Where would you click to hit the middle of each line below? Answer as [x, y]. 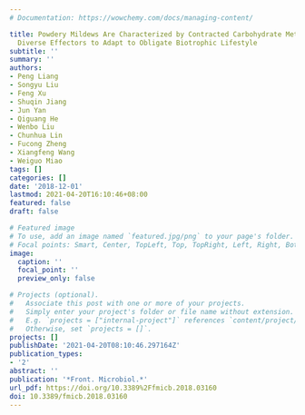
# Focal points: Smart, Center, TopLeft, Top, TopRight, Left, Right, [146, 245]
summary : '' [32, 60]
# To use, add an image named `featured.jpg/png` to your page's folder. [152, 236]
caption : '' [40, 262]
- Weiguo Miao [36, 161]
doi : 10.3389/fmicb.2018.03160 [69, 396]
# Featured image [42, 228]
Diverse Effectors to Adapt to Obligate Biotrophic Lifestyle [138, 43]
